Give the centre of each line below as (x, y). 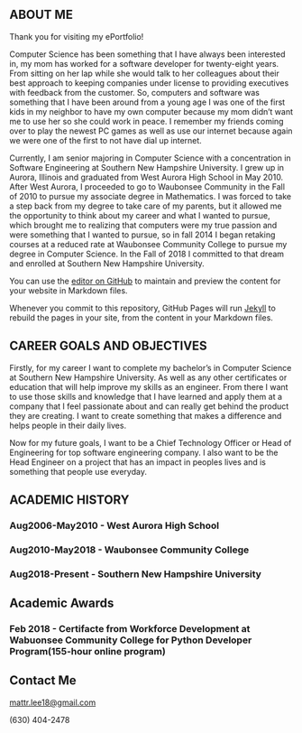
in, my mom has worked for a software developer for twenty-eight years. (144, 63)
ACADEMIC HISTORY (69, 500)
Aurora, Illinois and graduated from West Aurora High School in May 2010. (146, 177)
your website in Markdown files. (69, 290)
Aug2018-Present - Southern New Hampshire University (135, 574)
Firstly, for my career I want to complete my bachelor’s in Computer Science (151, 367)
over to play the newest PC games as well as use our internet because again (151, 131)
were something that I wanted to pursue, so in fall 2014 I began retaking (142, 235)
